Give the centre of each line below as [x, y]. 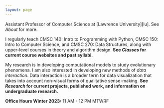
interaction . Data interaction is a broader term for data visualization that [79, 75]
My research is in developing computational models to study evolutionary [81, 64]
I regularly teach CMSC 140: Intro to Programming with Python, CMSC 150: [82, 39]
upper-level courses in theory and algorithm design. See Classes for [76, 49]
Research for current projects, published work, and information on [75, 86]
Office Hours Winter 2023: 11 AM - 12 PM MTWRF [57, 101]
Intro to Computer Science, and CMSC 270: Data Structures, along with [78, 44]
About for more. [21, 29]
